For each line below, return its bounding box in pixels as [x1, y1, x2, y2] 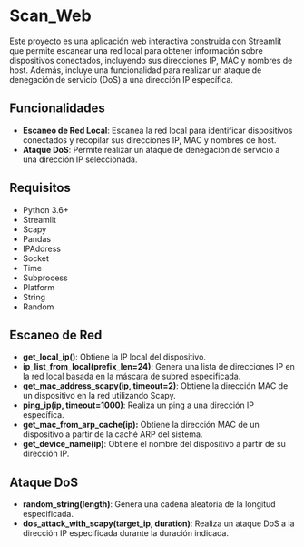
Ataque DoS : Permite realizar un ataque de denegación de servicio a [22, 144, 280, 155]
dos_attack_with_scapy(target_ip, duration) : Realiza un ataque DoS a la [22, 518, 295, 529]
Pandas [22, 233, 52, 244]
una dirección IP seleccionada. [22, 154, 138, 165]
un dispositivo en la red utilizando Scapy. [22, 390, 176, 401]
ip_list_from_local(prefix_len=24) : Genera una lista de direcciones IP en [22, 361, 295, 372]
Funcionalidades [9, 101, 106, 116]
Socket [22, 252, 50, 264]
